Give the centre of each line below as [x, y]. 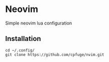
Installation [23, 39]
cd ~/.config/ [20, 50]
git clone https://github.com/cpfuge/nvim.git [55, 54]
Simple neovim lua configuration [39, 23]
